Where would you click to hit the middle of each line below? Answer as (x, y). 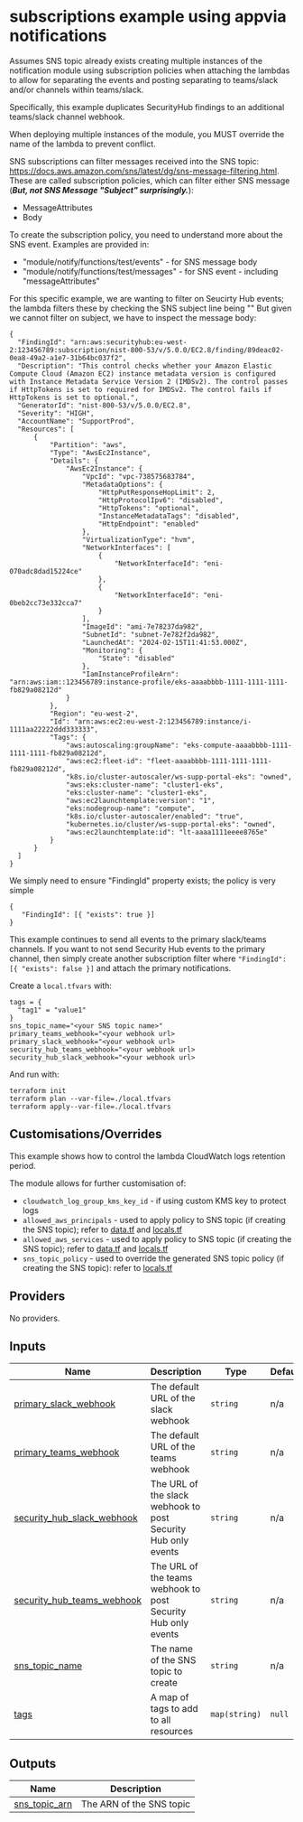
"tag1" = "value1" (52, 1010)
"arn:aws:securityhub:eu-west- (129, 342)
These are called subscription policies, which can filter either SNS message (150, 180)
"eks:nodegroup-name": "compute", (131, 808)
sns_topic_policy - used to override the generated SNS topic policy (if (153, 1258)
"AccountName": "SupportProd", (76, 421)
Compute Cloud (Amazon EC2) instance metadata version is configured (143, 374)
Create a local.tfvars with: (61, 986)
